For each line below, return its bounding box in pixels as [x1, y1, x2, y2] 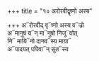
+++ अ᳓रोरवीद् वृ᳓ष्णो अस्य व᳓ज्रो [7, 21, 85, 29]
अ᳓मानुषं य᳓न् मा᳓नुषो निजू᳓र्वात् [7, 29, 78, 37]
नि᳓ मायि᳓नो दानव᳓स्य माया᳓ [7, 37, 72, 45]
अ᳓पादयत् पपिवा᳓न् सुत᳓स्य [7, 45, 69, 53]
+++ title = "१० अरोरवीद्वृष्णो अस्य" [7, 7, 93, 15]
